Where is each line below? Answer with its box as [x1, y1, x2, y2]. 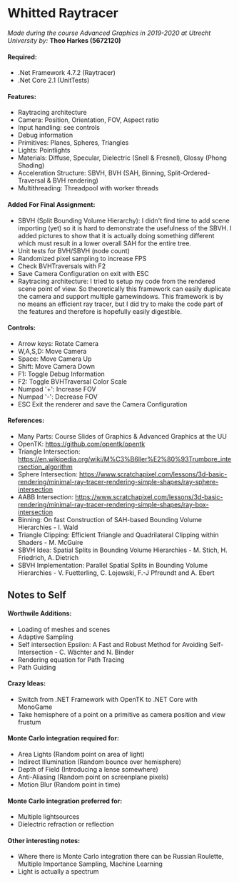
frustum [17, 718, 41, 726]
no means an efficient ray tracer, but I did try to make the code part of [17, 300, 223, 308]
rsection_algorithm [17, 462, 73, 471]
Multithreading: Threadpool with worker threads [17, 184, 159, 193]
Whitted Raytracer [7, 5, 119, 21]
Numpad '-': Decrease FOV [17, 392, 98, 401]
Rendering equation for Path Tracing [17, 655, 125, 664]
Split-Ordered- [167, 169, 210, 178]
